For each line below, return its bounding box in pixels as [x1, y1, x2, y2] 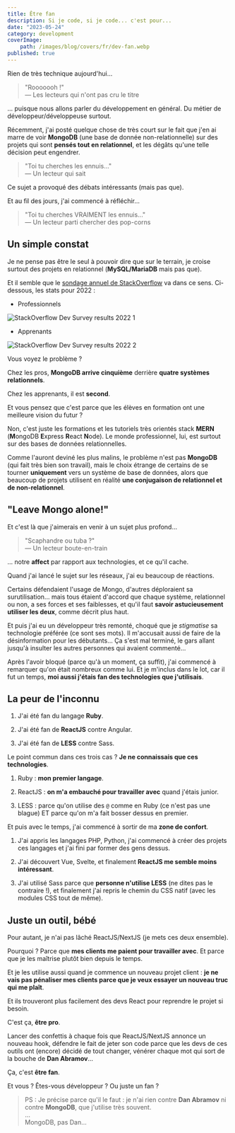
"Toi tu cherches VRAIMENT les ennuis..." [24, 210, 146, 219]
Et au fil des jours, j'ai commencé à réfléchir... [7, 196, 140, 205]
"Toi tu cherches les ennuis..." [24, 161, 112, 170]
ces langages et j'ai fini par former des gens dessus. [17, 844, 171, 853]
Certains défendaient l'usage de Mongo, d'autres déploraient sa [7, 585, 193, 593]
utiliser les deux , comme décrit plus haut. [7, 607, 129, 616]
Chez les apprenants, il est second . [7, 389, 111, 398]
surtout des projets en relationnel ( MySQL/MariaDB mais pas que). [7, 265, 203, 273]
